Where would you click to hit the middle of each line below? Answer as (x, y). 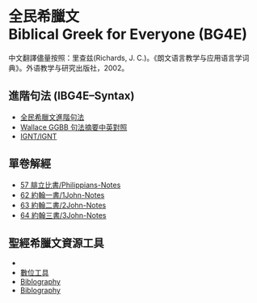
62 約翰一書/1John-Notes (62, 194)
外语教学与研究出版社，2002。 (77, 68)
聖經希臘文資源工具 (56, 243)
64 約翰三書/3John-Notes (63, 215)
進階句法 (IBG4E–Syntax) (72, 96)
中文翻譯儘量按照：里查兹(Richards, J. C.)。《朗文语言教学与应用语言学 (125, 58)
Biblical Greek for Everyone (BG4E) (128, 34)
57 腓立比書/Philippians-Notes (70, 185)
